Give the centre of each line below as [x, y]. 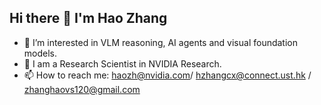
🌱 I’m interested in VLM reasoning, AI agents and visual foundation [160, 42]
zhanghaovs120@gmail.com [82, 89]
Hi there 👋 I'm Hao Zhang [88, 18]
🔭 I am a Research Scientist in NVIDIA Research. [122, 63]
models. [40, 53]
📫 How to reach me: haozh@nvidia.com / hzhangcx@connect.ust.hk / [167, 75]
